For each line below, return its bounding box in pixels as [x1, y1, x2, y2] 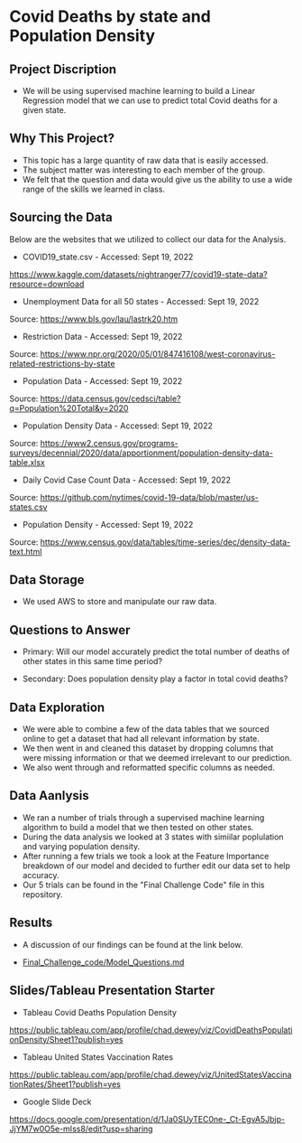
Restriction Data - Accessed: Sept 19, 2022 [22, 331, 183, 342]
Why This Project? [9, 131, 115, 146]
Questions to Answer [9, 622, 131, 638]
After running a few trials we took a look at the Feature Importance [22, 850, 270, 861]
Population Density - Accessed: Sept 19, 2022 [22, 519, 194, 529]
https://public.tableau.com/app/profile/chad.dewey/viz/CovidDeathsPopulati [9, 1024, 293, 1035]
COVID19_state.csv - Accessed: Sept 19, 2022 [22, 251, 194, 262]
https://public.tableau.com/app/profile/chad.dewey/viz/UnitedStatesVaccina [9, 1069, 292, 1080]
